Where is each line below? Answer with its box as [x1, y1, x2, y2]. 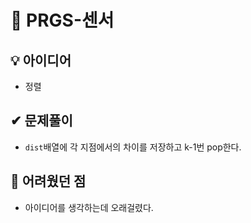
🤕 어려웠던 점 [10, 173, 87, 190]
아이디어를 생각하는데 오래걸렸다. [24, 201, 154, 213]
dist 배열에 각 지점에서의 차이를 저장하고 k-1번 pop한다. [24, 141, 242, 153]
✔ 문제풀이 [10, 112, 73, 130]
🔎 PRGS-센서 [10, 9, 115, 32]
